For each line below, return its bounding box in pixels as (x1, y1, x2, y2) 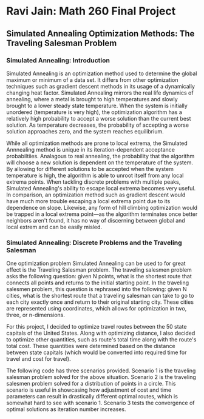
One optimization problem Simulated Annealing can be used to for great (6, 260, 186, 267)
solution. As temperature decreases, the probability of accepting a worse (6, 121, 189, 129)
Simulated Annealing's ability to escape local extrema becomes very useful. (6, 184, 196, 192)
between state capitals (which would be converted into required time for (6, 349, 187, 356)
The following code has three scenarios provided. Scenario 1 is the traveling (6, 367, 196, 374)
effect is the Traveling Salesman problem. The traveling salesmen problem (6, 266, 192, 273)
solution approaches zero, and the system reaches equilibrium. (6, 127, 164, 135)
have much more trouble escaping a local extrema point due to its (6, 197, 171, 204)
